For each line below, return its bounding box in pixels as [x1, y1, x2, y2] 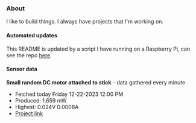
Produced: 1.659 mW [14, 96, 68, 104]
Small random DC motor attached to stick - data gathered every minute [6, 78, 186, 86]
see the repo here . [6, 51, 52, 58]
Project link [14, 110, 43, 117]
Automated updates [6, 31, 57, 39]
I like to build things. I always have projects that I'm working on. [6, 18, 164, 25]
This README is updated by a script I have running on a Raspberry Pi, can [6, 45, 191, 52]
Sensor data [6, 65, 37, 73]
